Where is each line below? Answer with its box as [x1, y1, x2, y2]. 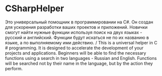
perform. [5, 65, 23, 71]
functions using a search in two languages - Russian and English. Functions [5, 55, 157, 61]
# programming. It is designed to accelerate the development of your [5, 45, 144, 51]
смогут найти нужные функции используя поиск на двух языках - [5, 29, 142, 35]
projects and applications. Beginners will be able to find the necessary [5, 50, 146, 56]
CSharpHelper [5, 3, 64, 14]
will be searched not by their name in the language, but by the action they [5, 60, 153, 66]
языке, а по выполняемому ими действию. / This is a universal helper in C [5, 39, 158, 45]
